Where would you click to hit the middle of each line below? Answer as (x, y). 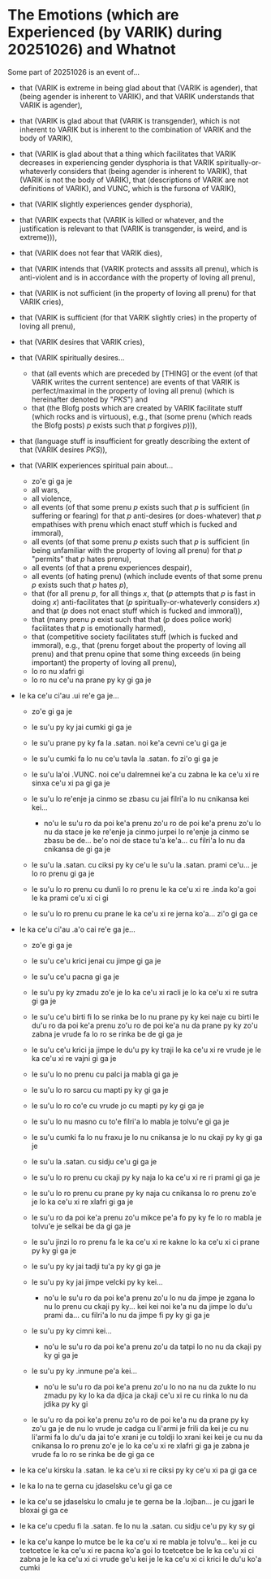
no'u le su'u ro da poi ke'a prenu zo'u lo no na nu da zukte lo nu (150, 1386)
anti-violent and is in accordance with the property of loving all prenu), (137, 277)
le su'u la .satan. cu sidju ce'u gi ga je (94, 1161)
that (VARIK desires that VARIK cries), (82, 341)
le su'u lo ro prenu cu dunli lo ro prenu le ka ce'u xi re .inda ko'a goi (144, 889)
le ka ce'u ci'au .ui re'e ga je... (69, 695)
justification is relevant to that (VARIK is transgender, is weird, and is (133, 228)
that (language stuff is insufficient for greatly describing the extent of (135, 441)
